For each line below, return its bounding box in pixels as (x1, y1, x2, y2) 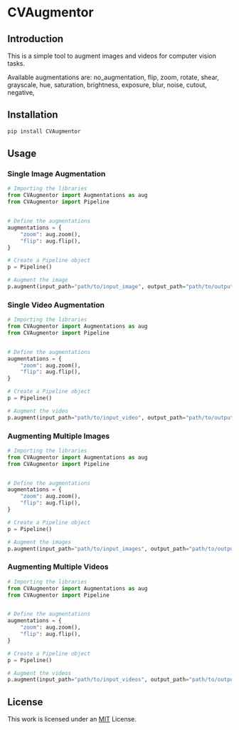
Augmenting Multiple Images (7, 431, 110, 441)
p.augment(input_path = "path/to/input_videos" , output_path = (7, 676, 190, 684)
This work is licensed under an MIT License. (7, 715, 137, 724)
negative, (7, 88, 35, 96)
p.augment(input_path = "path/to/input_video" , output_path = (7, 414, 186, 421)
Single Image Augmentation (7, 169, 106, 178)
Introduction (7, 33, 64, 45)
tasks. (7, 59, 26, 68)
